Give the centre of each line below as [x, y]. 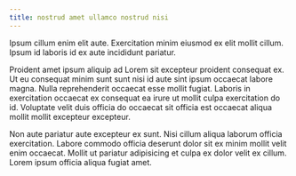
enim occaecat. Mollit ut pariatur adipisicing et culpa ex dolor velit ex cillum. [148, 153]
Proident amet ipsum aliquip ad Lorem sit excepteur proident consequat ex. [147, 69]
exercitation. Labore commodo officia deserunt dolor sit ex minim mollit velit [148, 143]
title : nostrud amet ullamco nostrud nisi [89, 17]
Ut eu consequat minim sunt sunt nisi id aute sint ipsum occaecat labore [141, 79]
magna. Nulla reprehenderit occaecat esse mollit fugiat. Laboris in [130, 88]
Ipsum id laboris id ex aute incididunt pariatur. [92, 52]
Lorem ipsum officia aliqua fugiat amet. [81, 162]
